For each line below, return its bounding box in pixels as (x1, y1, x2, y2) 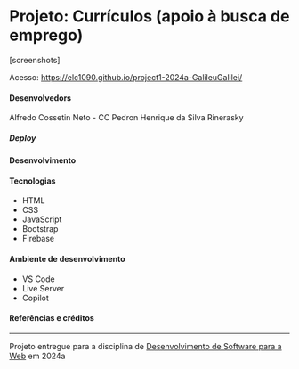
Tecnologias (9, 176, 56, 186)
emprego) (9, 25, 84, 45)
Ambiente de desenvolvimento (9, 253, 126, 264)
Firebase (21, 234, 55, 244)
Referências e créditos (9, 313, 95, 324)
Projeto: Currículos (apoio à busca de (9, 6, 290, 27)
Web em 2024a (9, 350, 66, 361)
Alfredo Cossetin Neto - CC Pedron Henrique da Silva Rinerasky (9, 112, 244, 123)
